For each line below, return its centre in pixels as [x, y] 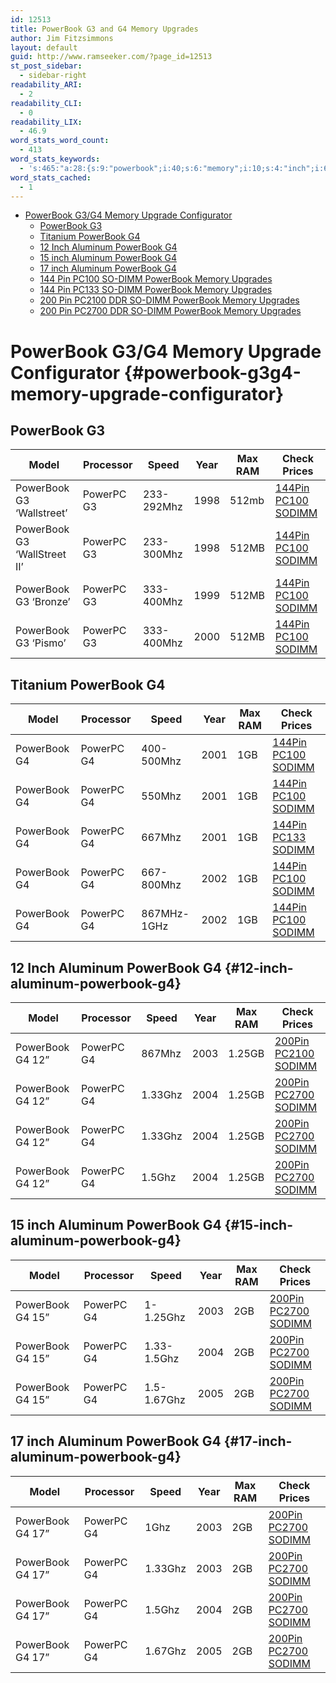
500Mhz [161, 761]
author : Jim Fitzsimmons [62, 38]
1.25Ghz [165, 1317]
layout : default [44, 47]
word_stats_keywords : [55, 159]
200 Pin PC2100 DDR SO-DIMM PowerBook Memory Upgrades [169, 300]
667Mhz [161, 838]
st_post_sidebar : [46, 66]
